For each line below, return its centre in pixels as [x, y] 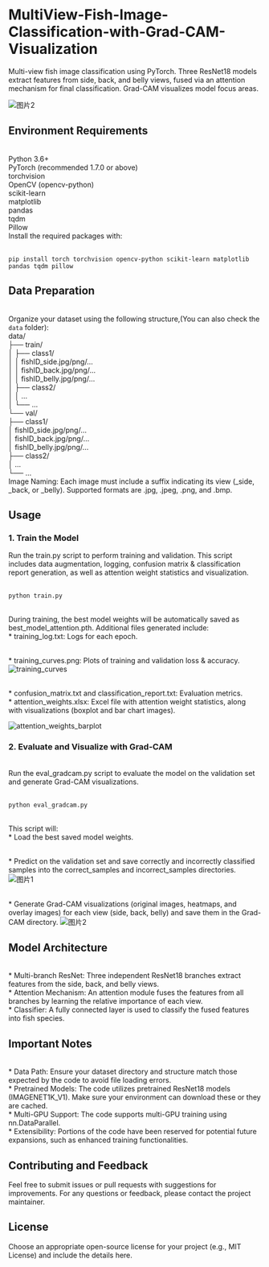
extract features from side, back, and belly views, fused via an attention [127, 80]
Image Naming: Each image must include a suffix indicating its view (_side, [132, 481]
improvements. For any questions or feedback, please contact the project [130, 1193]
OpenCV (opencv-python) [51, 184]
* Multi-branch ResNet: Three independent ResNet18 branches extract [124, 976]
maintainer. [27, 1202]
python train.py [35, 596]
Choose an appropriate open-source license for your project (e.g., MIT [125, 1246]
